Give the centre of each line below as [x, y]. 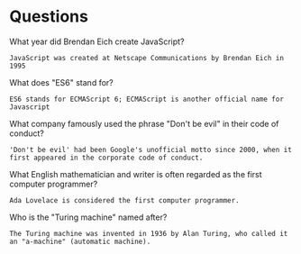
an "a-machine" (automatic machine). [80, 241]
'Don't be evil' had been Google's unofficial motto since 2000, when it [151, 150]
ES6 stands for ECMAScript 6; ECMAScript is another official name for [146, 99]
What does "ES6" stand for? [62, 82]
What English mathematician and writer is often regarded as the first [136, 174]
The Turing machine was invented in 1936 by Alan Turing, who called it [149, 233]
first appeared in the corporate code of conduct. [106, 158]
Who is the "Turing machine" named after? [88, 217]
